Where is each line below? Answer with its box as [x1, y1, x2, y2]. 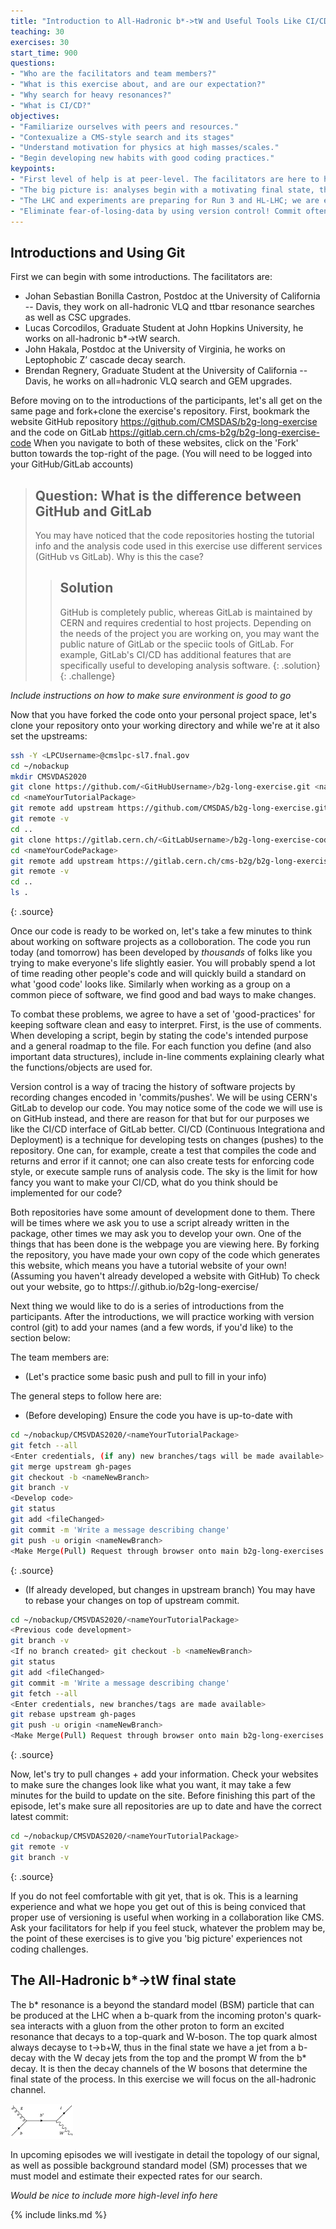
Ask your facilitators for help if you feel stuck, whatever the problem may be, [10, 1921, 326, 1934]
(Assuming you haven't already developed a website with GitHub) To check [10, 1270, 320, 1282]
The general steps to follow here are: [10, 1390, 162, 1402]
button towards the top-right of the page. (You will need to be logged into [10, 448, 313, 460]
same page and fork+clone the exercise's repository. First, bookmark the [10, 405, 310, 417]
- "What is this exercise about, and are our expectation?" [10, 80, 267, 90]
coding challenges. [10, 1943, 89, 1955]
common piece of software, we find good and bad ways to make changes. [10, 989, 317, 1001]
